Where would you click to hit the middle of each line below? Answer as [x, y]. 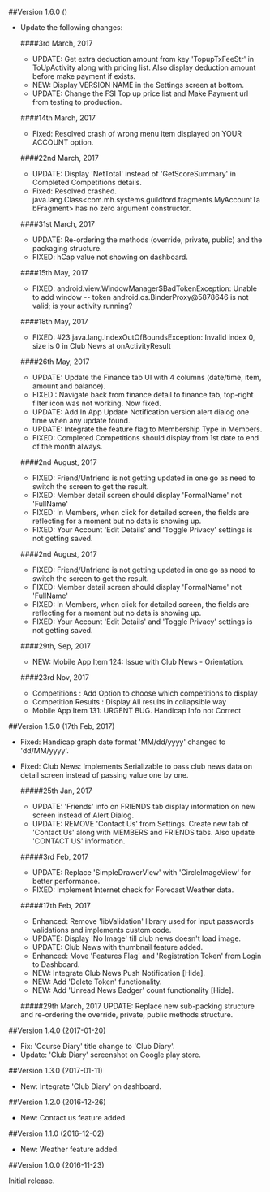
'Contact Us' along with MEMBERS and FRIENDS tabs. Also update [144, 832]
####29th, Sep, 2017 [56, 646]
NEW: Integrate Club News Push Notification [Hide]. [118, 973]
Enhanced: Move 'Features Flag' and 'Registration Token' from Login [147, 956]
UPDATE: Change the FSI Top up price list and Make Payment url [140, 93]
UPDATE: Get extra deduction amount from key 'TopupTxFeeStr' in [143, 59]
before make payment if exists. [84, 76]
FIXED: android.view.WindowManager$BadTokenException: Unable [145, 288]
